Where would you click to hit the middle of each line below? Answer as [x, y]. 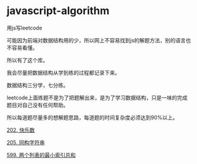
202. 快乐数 [21, 130]
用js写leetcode [25, 28]
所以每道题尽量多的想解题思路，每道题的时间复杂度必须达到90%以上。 [92, 117]
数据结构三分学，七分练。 [38, 85]
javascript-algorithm [58, 11]
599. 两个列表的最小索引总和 [41, 155]
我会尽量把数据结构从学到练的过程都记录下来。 [63, 72]
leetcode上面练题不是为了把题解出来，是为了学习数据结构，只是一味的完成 [97, 98]
